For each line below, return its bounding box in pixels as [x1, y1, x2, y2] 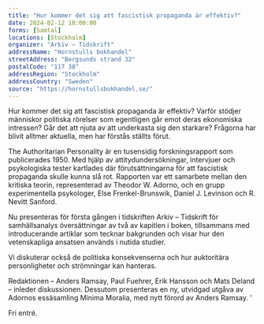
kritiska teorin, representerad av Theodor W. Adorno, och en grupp [8, 181, 225, 190]
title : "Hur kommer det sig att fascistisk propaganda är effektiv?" [8, 11, 242, 20]
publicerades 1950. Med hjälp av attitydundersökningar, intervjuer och [8, 155, 236, 165]
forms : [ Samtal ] [8, 26, 61, 34]
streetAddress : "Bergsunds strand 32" [8, 56, 136, 64]
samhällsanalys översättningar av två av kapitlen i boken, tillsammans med [8, 221, 250, 230]
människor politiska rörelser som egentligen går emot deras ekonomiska [8, 115, 243, 125]
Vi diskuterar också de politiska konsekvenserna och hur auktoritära [8, 253, 229, 263]
